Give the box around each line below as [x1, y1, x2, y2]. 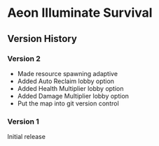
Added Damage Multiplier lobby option [17, 92, 130, 100]
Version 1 [7, 117, 40, 126]
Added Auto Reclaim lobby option [17, 77, 114, 85]
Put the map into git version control [17, 99, 119, 108]
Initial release [7, 133, 46, 141]
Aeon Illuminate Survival [7, 5, 153, 21]
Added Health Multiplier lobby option [17, 84, 124, 92]
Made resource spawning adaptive [17, 69, 118, 78]
